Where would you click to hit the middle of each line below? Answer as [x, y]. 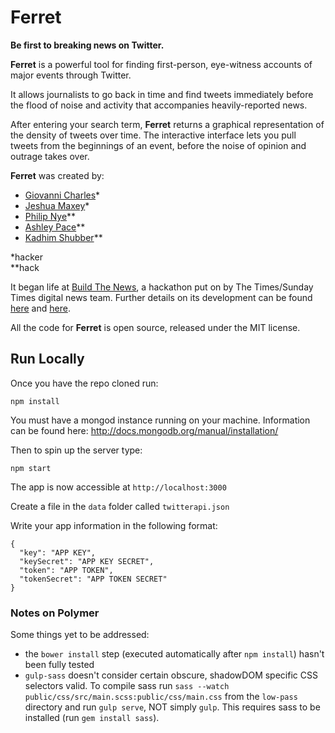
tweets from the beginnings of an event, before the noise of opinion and [158, 145]
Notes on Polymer [55, 613]
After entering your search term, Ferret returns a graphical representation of [167, 124]
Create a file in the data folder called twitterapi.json [120, 506]
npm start [31, 468]
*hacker [26, 257]
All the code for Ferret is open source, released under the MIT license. [155, 327]
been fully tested [59, 665]
